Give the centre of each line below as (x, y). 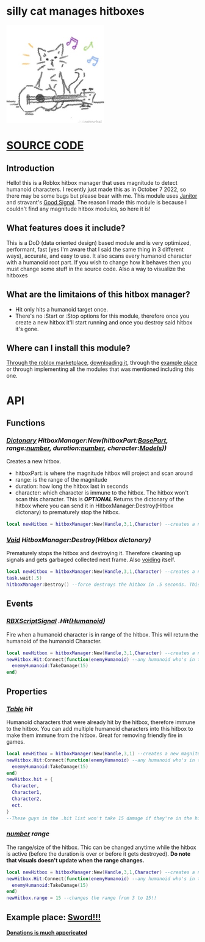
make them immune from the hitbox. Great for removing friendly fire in (95, 735)
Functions (26, 423)
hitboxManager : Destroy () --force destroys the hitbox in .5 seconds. (97, 585)
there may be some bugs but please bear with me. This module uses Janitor (102, 196)
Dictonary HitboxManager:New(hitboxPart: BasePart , (87, 440)
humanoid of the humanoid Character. (54, 641)
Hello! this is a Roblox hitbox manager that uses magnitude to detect (92, 182)
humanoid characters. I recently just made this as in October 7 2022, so (96, 189)
